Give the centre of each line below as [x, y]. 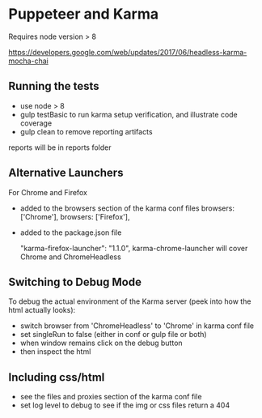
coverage [36, 123]
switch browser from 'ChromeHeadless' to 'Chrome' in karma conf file [137, 326]
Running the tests [54, 86]
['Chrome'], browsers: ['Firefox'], [75, 216]
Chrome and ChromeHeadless [70, 257]
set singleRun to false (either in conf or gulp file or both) [114, 335]
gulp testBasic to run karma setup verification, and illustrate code [129, 114]
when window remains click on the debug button [101, 343]
